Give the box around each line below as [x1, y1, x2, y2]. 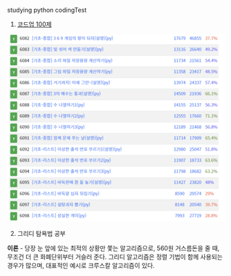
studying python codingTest [7, 6, 87, 14]
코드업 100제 [17, 20, 52, 28]
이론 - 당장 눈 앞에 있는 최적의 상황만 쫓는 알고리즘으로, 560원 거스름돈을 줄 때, [7, 244, 220, 252]
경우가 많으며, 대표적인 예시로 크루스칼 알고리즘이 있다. [7, 261, 155, 270]
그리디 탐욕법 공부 [17, 230, 66, 238]
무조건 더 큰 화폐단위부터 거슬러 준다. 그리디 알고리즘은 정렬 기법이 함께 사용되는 [7, 252, 223, 261]
